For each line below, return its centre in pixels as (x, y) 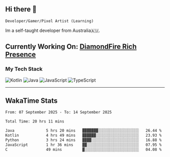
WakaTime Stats (32, 101)
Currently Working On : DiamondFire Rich (71, 47)
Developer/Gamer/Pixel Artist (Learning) (50, 21)
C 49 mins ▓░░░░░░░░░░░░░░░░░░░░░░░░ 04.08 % (83, 149)
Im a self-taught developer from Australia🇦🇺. (53, 30)
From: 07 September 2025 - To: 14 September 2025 (59, 112)
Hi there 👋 (21, 9)
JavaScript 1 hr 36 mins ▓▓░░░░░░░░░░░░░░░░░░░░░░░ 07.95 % (83, 145)
